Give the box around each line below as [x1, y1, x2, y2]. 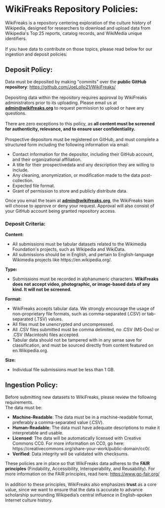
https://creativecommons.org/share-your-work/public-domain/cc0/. [12, 445, 151, 451]
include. [12, 167, 29, 173]
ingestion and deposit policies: [5, 51, 68, 57]
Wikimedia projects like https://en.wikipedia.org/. [12, 257, 112, 263]
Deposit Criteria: [5, 220, 46, 227]
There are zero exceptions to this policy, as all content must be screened [5, 120, 155, 126]
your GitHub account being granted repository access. [5, 208, 116, 214]
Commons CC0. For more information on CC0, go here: [12, 440, 125, 446]
